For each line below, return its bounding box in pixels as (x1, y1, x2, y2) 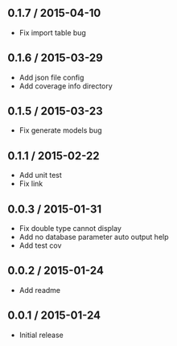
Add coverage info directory (19, 80, 113, 91)
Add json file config (19, 72, 84, 82)
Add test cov (19, 241, 62, 250)
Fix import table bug (19, 27, 86, 37)
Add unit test (19, 171, 62, 180)
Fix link (19, 179, 43, 188)
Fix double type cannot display (19, 224, 122, 233)
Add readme (19, 285, 61, 295)
